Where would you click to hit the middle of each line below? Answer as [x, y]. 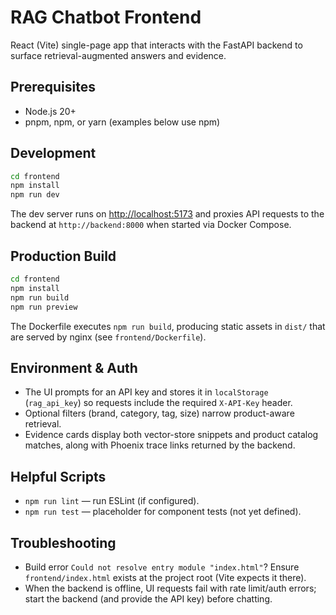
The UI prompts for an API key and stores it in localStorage [146, 392]
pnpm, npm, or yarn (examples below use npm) [122, 122]
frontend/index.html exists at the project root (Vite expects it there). [165, 577]
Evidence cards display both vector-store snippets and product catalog [171, 435]
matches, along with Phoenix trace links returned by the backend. [160, 445]
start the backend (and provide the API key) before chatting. [148, 598]
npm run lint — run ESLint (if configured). [112, 501]
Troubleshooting [63, 542]
